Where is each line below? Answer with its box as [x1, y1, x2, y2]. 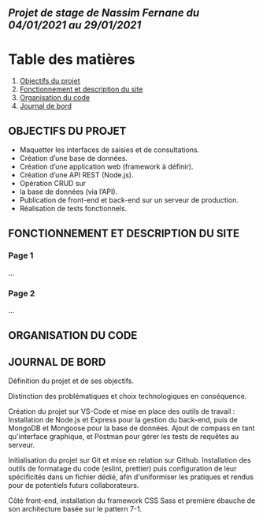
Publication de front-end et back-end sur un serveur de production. [19, 195, 239, 205]
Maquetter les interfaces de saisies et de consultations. [19, 145, 200, 154]
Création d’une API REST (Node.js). [19, 170, 134, 180]
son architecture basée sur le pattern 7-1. [8, 504, 143, 514]
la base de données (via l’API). [19, 187, 118, 196]
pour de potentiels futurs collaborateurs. [8, 481, 139, 490]
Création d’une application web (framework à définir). [19, 162, 194, 172]
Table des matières [8, 50, 135, 68]
